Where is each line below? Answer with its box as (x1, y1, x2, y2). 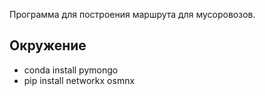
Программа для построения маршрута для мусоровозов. (9, 9, 256, 20)
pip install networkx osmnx (23, 74, 136, 86)
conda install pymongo (23, 64, 119, 76)
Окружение (9, 37, 87, 54)
